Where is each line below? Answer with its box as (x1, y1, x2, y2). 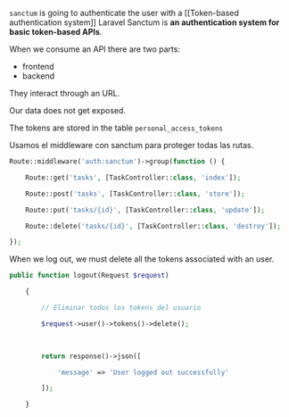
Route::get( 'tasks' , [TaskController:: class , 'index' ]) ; (25, 173, 242, 182)
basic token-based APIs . (9, 27, 103, 37)
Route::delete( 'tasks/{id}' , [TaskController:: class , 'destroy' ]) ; (25, 221, 281, 230)
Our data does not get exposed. (9, 105, 127, 115)
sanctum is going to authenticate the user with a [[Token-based (9, 8, 239, 18)
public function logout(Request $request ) (9, 271, 169, 280)
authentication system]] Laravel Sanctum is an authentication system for (9, 17, 280, 28)
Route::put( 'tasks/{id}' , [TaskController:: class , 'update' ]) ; (25, 205, 266, 214)
